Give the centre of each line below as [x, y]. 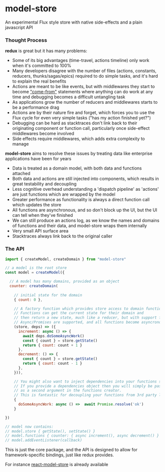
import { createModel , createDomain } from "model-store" [66, 259]
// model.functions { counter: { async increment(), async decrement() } [82, 436]
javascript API [19, 27]
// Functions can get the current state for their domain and [79, 313]
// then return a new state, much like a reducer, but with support [85, 318]
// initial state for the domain [48, 295]
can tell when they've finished [42, 215]
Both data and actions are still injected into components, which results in [85, 179]
